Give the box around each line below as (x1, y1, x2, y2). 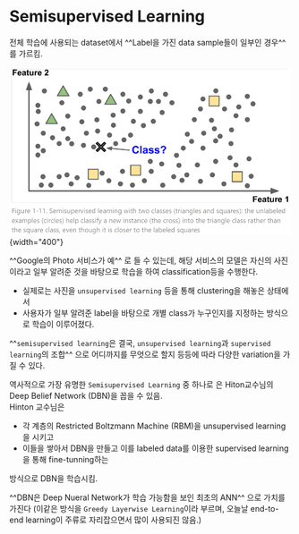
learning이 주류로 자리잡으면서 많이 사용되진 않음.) (25, 514, 202, 525)
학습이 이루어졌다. (31, 319, 95, 330)
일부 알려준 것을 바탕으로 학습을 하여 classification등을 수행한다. (32, 267, 259, 277)
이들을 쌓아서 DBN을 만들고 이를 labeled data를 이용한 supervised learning (21, 443, 289, 453)
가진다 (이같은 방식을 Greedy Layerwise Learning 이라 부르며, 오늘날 (9, 504, 249, 514)
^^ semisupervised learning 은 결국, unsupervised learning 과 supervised (9, 338, 271, 349)
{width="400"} (9, 237, 64, 248)
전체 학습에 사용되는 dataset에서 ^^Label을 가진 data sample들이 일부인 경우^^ (9, 37, 286, 47)
